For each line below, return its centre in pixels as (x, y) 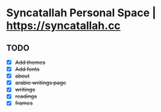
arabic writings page (40, 83)
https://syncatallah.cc (63, 26)
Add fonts (27, 69)
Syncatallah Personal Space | (81, 13)
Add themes (30, 62)
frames (24, 103)
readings (26, 96)
